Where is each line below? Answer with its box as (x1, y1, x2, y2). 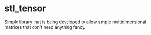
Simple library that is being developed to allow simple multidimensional (4, 19, 147, 25)
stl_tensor (4, 3, 46, 14)
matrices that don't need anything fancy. (4, 24, 86, 30)
